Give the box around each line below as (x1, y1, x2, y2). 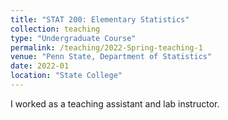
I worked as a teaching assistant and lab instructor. (10, 97, 220, 110)
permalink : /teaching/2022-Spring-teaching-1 (10, 42, 203, 53)
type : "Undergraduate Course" (10, 33, 137, 43)
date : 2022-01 (10, 61, 70, 71)
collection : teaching (10, 24, 101, 34)
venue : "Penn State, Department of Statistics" (10, 52, 213, 62)
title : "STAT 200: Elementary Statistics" (10, 14, 190, 25)
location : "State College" (10, 71, 123, 81)
